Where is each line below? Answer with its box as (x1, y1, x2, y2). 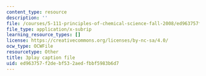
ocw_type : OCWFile (6, 44, 53, 50)
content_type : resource (6, 9, 67, 15)
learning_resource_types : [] (6, 32, 81, 38)
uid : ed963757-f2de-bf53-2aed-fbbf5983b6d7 (6, 60, 120, 66)
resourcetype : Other (6, 49, 59, 55)
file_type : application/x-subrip (6, 26, 92, 32)
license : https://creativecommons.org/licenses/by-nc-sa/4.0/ (6, 37, 169, 44)
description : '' (6, 15, 48, 21)
